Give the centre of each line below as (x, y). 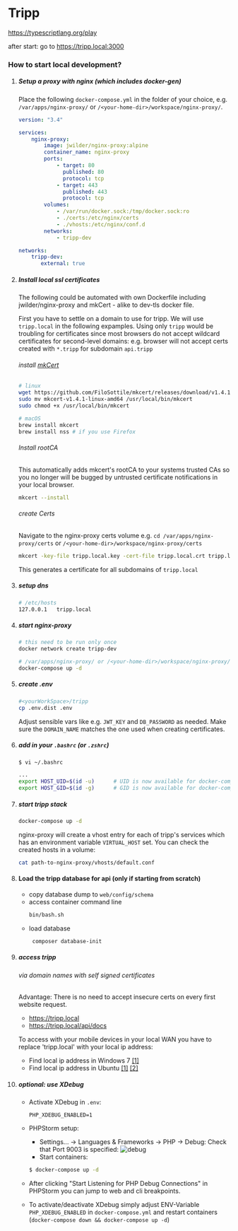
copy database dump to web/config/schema (91, 894)
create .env (35, 684)
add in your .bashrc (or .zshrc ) (64, 745)
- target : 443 (77, 185)
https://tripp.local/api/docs (68, 1026)
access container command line (75, 902)
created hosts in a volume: (57, 849)
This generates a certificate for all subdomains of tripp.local (108, 569)
